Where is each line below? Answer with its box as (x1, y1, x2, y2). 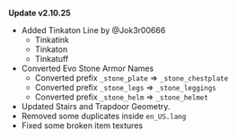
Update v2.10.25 (8, 8, 71, 18)
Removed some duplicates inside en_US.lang (21, 111, 187, 121)
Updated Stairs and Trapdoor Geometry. (21, 101, 171, 111)
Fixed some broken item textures (21, 120, 144, 131)
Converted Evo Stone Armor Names (21, 63, 154, 73)
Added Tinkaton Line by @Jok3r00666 (21, 25, 166, 35)
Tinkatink (34, 35, 69, 45)
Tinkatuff (34, 54, 69, 64)
